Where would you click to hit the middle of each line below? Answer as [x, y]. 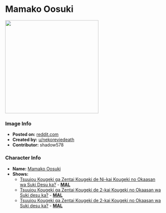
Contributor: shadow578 [38, 145]
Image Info [18, 124]
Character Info [23, 158]
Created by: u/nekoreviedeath [43, 140]
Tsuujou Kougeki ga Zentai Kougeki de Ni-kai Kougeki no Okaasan [87, 179]
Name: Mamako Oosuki [37, 169]
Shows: [20, 174]
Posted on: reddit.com [35, 135]
